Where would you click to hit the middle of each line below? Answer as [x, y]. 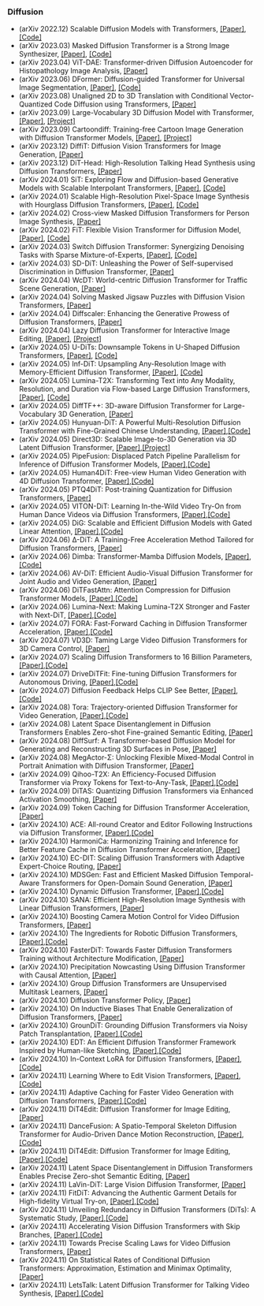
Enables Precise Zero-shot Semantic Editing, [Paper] [104, 1176]
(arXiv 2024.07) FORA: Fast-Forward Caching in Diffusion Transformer [133, 623]
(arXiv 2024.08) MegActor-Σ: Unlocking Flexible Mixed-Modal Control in [136, 757]
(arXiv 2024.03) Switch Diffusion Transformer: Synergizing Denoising [132, 247]
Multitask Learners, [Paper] [63, 992]
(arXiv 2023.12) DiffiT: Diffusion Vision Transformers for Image [120, 146]
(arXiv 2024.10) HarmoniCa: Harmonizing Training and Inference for [128, 841]
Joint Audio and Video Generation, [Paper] [88, 582]
